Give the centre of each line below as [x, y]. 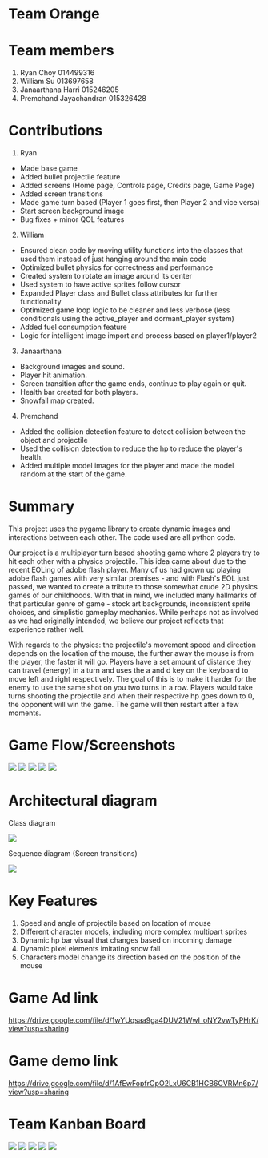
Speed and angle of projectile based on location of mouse [116, 923]
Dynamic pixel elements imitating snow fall [90, 948]
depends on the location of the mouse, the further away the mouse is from [131, 653]
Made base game [48, 168]
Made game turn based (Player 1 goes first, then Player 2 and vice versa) [140, 203]
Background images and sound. [72, 367]
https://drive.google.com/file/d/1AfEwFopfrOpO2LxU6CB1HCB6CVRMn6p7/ [133, 1083]
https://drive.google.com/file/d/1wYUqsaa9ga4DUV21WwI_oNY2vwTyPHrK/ [134, 1020]
